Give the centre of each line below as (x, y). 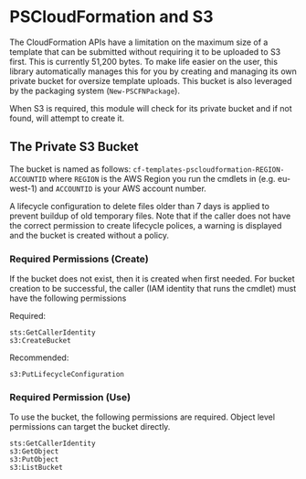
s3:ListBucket (37, 468)
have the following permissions (68, 298)
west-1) (24, 188)
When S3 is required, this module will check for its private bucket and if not (151, 108)
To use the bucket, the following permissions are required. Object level (142, 417)
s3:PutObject (34, 460)
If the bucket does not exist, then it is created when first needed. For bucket (152, 279)
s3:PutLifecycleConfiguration (67, 375)
